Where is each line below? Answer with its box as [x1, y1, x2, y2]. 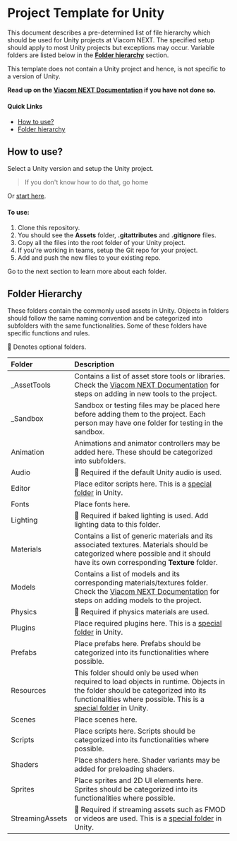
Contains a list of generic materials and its [73, 531, 213, 541]
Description [73, 359, 115, 369]
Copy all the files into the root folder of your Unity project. [17, 239, 186, 247]
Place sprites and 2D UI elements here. [73, 775, 203, 785]
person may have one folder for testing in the [73, 418, 224, 428]
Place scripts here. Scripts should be [73, 726, 196, 736]
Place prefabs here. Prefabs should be [73, 638, 201, 648]
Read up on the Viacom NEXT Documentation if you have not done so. [7, 85, 217, 94]
